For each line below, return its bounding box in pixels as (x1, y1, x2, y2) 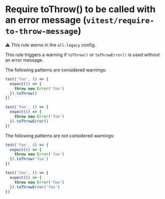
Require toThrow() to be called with (5, 4, 156, 15)
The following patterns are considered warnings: (5, 67, 107, 73)
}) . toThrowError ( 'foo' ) (10, 184, 60, 189)
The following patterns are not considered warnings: (5, 133, 115, 139)
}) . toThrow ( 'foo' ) (10, 156, 49, 162)
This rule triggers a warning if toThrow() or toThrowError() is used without (5, 52, 160, 58)
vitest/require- (86, 16, 154, 26)
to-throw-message (5, 27, 78, 36)
